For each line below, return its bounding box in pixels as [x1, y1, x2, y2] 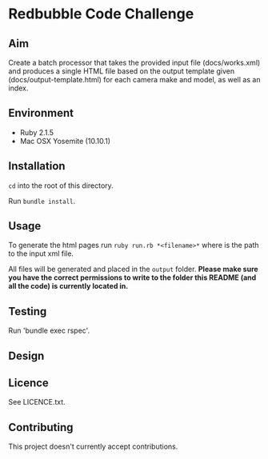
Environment [8, 106, 74, 120]
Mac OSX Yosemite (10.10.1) [19, 136, 110, 146]
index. [8, 83, 29, 93]
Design [8, 349, 45, 362]
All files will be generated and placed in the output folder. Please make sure [8, 265, 258, 274]
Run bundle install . [8, 196, 76, 206]
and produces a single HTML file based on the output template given [8, 66, 234, 76]
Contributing [8, 421, 74, 434]
